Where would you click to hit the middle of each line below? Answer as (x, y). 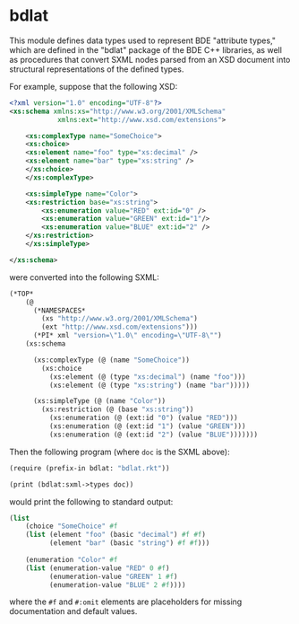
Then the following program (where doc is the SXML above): (120, 452)
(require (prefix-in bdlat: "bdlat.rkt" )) (90, 468)
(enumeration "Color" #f (72, 559)
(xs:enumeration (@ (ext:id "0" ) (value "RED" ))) (144, 418)
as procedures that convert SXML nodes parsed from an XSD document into (150, 59)
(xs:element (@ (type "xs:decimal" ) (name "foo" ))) (147, 377)
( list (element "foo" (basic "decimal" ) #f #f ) (115, 535)
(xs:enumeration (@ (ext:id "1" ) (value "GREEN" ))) (147, 426)
